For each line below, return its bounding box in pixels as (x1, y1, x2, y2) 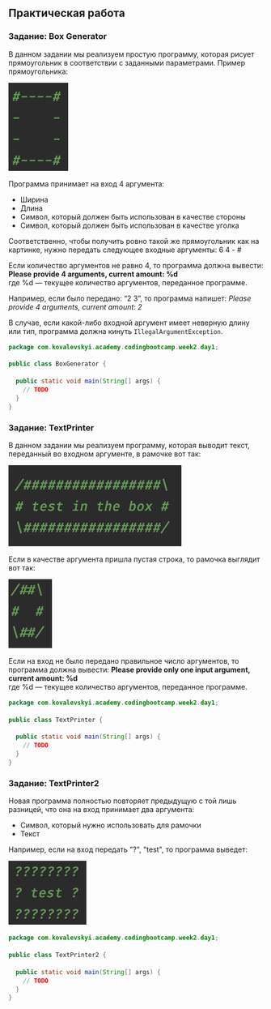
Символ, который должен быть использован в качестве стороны (19, 212, 246, 221)
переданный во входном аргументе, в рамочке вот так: (8, 449, 201, 459)
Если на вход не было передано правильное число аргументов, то (8, 656, 239, 665)
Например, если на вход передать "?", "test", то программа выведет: (8, 844, 248, 854)
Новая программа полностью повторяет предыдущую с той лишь (8, 796, 237, 806)
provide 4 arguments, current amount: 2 (8, 301, 143, 311)
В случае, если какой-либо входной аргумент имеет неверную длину (8, 318, 250, 327)
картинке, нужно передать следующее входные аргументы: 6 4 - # (8, 245, 242, 254)
